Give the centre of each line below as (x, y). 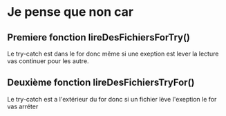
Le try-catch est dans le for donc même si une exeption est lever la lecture (113, 54)
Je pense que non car (70, 12)
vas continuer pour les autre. (48, 61)
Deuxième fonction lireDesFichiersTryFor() (101, 83)
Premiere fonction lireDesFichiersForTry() (99, 37)
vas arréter (23, 106)
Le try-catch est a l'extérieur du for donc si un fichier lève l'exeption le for (112, 99)
